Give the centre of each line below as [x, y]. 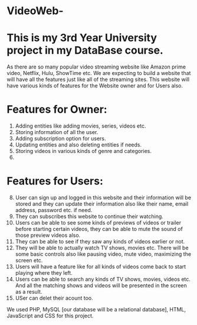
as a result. [29, 292]
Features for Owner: [57, 110]
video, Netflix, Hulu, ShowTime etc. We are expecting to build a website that [99, 73]
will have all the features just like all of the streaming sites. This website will [98, 79]
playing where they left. [44, 273]
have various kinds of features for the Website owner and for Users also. [95, 86]
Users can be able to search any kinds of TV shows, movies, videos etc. [103, 279]
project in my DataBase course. [85, 51]
